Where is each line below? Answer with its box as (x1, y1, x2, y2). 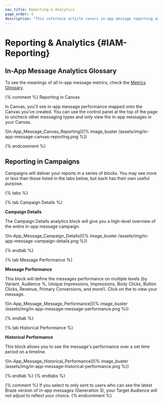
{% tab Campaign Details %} (5, 200, 63, 205)
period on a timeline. (5, 349, 46, 355)
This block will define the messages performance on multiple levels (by (5, 276, 147, 282)
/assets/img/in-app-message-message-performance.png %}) (5, 306, 129, 312)
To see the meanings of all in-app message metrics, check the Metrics (5, 80, 146, 86)
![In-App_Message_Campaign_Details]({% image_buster (5, 233, 117, 239)
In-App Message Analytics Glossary (5, 67, 117, 75)
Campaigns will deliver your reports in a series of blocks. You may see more (5, 170, 157, 176)
